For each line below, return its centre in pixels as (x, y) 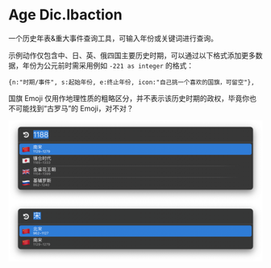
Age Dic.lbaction (65, 15)
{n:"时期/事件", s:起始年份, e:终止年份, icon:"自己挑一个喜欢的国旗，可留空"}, (132, 82)
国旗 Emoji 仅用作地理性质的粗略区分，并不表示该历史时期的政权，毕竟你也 (132, 98)
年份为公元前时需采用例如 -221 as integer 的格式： (108, 65)
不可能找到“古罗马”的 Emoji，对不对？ (71, 108)
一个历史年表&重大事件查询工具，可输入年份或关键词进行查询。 (113, 38)
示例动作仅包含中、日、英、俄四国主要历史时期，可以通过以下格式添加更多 (132, 55)
